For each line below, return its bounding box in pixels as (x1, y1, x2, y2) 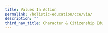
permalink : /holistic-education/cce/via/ (5, 12, 93, 16)
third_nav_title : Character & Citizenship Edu (5, 20, 104, 26)
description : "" (5, 16, 39, 21)
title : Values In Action (5, 7, 57, 12)
